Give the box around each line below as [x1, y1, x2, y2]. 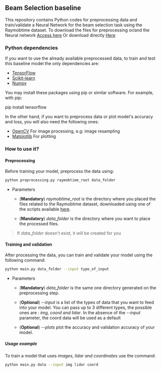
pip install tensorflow [5, 104, 47, 110]
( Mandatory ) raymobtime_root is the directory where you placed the [19, 196, 156, 202]
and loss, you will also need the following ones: [5, 119, 99, 125]
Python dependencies [5, 44, 58, 51]
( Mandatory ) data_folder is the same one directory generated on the [19, 285, 156, 291]
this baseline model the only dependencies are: [5, 61, 100, 67]
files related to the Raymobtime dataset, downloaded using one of [19, 201, 151, 207]
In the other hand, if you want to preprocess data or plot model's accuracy [5, 114, 153, 119]
